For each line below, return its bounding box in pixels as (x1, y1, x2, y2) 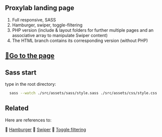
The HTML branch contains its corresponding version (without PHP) (12, 38, 148, 43)
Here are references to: (5, 117, 52, 123)
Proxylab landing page (5, 4, 74, 12)
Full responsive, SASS (12, 17, 56, 22)
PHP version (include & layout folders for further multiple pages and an (12, 27, 154, 33)
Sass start (5, 68, 36, 77)
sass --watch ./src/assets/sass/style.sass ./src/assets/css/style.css (9, 91, 158, 96)
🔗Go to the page (5, 52, 55, 60)
